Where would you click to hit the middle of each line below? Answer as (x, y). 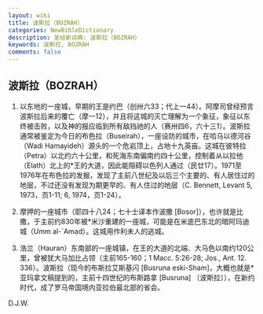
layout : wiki (29, 15)
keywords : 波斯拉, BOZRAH (49, 45)
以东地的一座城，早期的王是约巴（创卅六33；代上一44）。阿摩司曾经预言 (137, 106)
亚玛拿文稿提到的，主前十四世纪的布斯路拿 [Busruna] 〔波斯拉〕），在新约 (137, 277)
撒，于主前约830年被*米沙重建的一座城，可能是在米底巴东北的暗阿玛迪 (134, 221)
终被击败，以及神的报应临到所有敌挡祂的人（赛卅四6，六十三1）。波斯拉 (135, 126)
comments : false (35, 52)
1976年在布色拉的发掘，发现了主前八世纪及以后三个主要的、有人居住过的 (137, 175)
